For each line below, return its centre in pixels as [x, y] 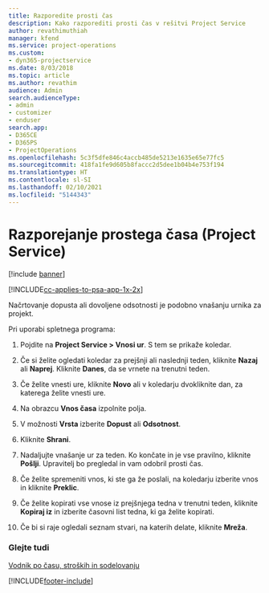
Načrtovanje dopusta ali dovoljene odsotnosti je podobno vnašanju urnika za [135, 305]
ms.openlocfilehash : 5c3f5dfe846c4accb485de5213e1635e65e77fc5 [116, 157]
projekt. [21, 313]
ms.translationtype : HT [48, 173]
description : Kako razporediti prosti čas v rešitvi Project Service [127, 23]
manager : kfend [34, 38]
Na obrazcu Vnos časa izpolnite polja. [83, 408]
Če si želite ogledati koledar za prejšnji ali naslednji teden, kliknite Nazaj [139, 360]
